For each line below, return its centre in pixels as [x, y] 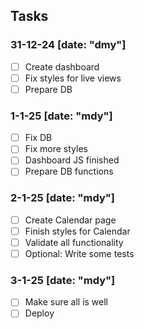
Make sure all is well [66, 302]
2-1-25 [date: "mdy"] [62, 198]
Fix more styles [56, 149]
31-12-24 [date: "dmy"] [68, 45]
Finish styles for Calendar [77, 231]
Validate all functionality [74, 242]
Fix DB [38, 138]
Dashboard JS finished [72, 160]
